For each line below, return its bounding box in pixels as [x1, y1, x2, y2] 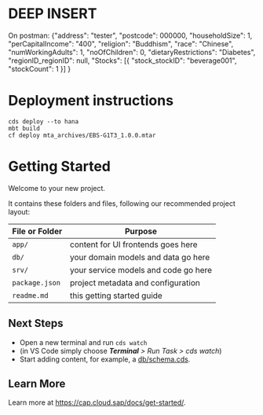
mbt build [8, 124, 41, 132]
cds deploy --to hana [8, 117, 79, 126]
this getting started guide [69, 290, 163, 301]
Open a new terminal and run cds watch [19, 337, 148, 347]
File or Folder [12, 226, 63, 237]
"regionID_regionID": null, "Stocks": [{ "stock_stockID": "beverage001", [8, 56, 237, 65]
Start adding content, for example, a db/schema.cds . [19, 354, 191, 364]
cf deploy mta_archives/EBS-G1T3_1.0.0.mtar [8, 131, 156, 139]
